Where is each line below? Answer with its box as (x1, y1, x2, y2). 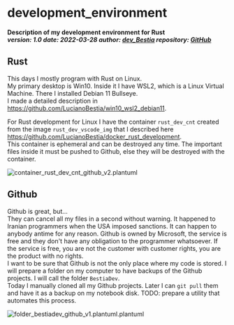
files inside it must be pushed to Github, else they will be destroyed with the (7, 147, 225, 155)
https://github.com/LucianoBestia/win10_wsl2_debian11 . (7, 103, 167, 113)
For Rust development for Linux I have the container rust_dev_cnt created (7, 117, 219, 126)
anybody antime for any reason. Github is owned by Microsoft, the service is (7, 229, 227, 238)
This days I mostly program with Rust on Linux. (7, 74, 142, 82)
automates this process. (7, 296, 77, 305)
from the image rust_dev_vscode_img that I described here (7, 124, 174, 133)
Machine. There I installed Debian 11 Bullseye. (7, 89, 138, 97)
